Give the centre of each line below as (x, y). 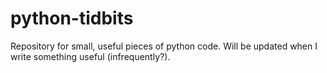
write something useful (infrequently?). (90, 56)
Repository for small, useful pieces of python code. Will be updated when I (164, 46)
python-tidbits (72, 18)
